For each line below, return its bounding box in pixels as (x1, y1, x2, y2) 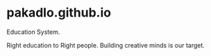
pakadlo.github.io (6, 5, 112, 21)
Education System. (6, 28, 60, 36)
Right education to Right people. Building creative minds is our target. (6, 41, 205, 49)
